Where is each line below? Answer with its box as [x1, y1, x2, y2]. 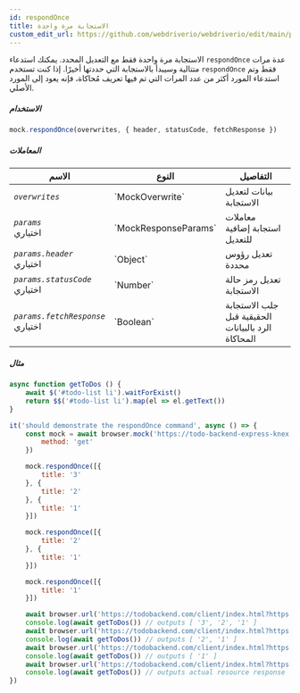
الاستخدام [9, 103, 42, 113]
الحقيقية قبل [225, 310, 272, 322]
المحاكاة [225, 332, 256, 345]
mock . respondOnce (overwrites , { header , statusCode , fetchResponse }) [9, 126, 278, 135]
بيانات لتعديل [225, 185, 274, 197]
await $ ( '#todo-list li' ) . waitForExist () [25, 388, 181, 397]
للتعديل [225, 233, 253, 246]
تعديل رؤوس [225, 247, 273, 260]
